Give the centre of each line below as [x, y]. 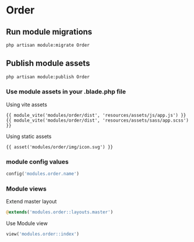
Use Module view [27, 223]
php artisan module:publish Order [48, 77]
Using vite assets [27, 104]
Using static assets [29, 136]
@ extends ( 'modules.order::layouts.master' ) [60, 212]
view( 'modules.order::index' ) [43, 234]
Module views [26, 189]
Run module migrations [49, 32]
